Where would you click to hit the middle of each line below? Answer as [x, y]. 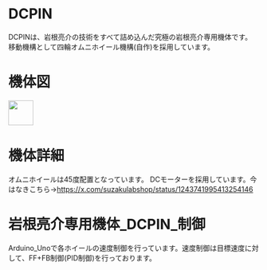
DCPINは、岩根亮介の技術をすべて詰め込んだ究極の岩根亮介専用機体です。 [130, 37]
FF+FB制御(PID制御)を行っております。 [92, 258]
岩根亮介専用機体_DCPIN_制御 [107, 225]
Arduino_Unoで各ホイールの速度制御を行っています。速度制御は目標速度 [127, 248]
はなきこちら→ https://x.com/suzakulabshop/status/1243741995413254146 [131, 189]
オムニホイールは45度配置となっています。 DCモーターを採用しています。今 [133, 179]
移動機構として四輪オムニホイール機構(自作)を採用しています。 [112, 47]
